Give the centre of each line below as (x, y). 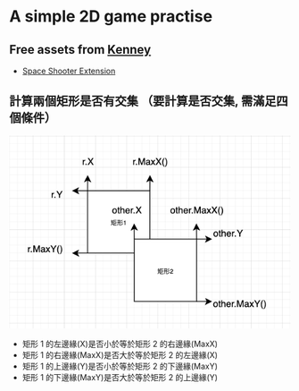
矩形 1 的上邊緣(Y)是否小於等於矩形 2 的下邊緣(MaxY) (120, 366)
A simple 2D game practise (111, 17)
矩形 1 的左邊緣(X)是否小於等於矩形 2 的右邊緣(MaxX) (120, 344)
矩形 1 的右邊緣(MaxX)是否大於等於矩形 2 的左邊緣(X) (120, 355)
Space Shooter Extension (69, 71)
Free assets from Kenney (80, 50)
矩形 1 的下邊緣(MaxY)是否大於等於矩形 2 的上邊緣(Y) (120, 378)
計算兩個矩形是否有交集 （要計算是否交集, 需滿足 (143, 102)
